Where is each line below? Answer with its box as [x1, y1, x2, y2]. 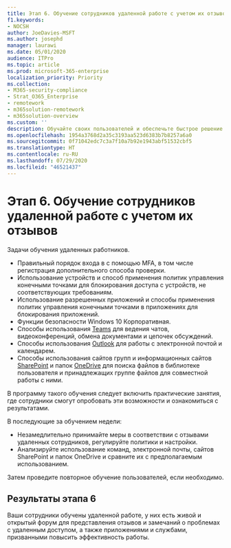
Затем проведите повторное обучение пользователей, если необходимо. [7, 473, 224, 481]
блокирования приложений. [16, 310, 100, 318]
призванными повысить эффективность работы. [7, 533, 150, 541]
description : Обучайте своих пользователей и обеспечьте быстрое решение [7, 125, 223, 132]
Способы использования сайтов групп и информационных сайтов [16, 354, 212, 362]
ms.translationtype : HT [7, 145, 76, 151]
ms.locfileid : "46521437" [7, 163, 81, 171]
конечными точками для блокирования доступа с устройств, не [16, 280, 206, 289]
